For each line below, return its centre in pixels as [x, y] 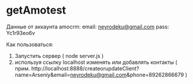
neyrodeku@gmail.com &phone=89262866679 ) [129, 75]
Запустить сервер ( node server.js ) [59, 56]
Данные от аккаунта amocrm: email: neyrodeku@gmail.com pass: [88, 27]
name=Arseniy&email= [42, 75]
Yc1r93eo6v [21, 33]
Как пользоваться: [30, 44]
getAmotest [36, 10]
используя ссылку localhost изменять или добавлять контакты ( [96, 62]
